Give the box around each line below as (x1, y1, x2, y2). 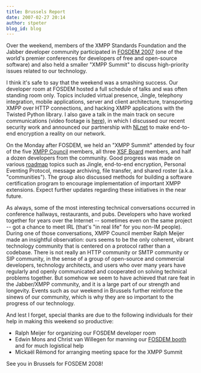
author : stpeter (6, 20, 47, 26)
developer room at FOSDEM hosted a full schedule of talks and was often (6, 85, 188, 93)
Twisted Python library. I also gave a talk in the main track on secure (6, 111, 175, 118)
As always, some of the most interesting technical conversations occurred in (6, 204, 196, 212)
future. (6, 192, 23, 200)
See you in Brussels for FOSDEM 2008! (6, 360, 103, 368)
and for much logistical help (14, 342, 84, 350)
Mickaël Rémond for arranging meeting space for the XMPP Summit (14, 348, 183, 356)
